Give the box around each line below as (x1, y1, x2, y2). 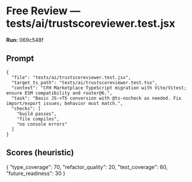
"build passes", (17, 111, 57, 117)
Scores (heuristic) (6, 148, 74, 158)
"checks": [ (11, 106, 41, 111)
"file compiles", (17, 116, 60, 122)
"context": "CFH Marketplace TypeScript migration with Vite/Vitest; (11, 85, 187, 91)
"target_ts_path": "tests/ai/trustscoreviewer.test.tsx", (11, 79, 158, 85)
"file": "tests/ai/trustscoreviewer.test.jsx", (11, 74, 132, 81)
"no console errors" (17, 121, 68, 127)
